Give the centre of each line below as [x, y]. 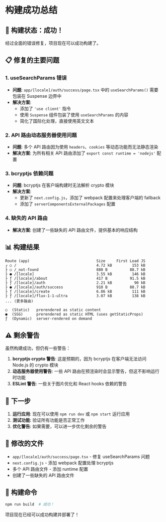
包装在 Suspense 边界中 [37, 96]
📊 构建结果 [22, 247]
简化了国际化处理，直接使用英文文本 [57, 121]
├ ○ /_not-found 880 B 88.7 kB [75, 270]
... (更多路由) [19, 301]
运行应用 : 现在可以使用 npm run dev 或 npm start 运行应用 [71, 414]
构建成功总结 [32, 10]
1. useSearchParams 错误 [36, 78]
